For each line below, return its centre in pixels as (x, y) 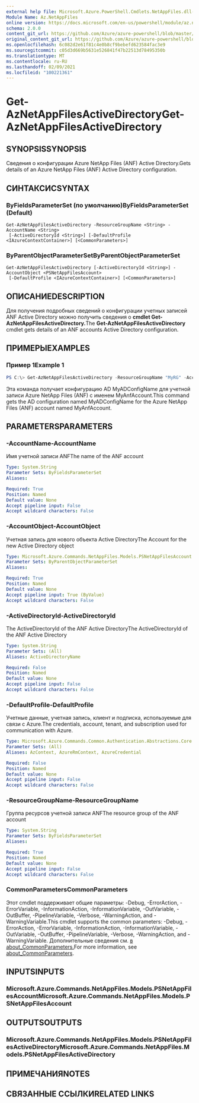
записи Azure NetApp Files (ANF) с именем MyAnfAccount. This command (98, 395)
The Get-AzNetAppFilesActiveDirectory (135, 323)
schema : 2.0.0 (24, 28)
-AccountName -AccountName (51, 443)
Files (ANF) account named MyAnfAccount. (59, 408)
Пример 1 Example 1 (35, 365)
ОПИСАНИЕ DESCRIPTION (55, 296)
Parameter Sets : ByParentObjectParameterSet (62, 562)
